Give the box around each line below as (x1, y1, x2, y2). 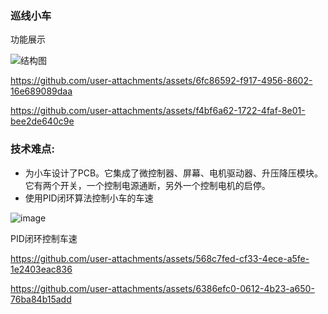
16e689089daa (10, 85, 73, 97)
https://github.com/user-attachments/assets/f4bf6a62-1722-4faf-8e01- (10, 105, 306, 117)
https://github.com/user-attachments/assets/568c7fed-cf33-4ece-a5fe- (10, 252, 310, 264)
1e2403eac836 (10, 263, 73, 275)
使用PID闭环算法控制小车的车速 (24, 192, 154, 204)
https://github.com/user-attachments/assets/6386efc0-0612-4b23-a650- (10, 282, 315, 294)
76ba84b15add (10, 293, 72, 305)
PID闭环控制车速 (10, 232, 78, 244)
